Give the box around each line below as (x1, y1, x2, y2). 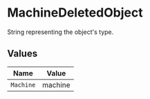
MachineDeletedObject (7, 5, 143, 21)
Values (7, 48, 38, 60)
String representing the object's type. (7, 28, 114, 36)
